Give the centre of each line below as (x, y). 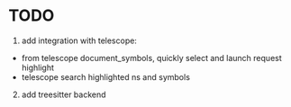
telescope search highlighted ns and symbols (106, 76)
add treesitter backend (64, 94)
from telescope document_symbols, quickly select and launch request (152, 58)
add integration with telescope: (79, 40)
